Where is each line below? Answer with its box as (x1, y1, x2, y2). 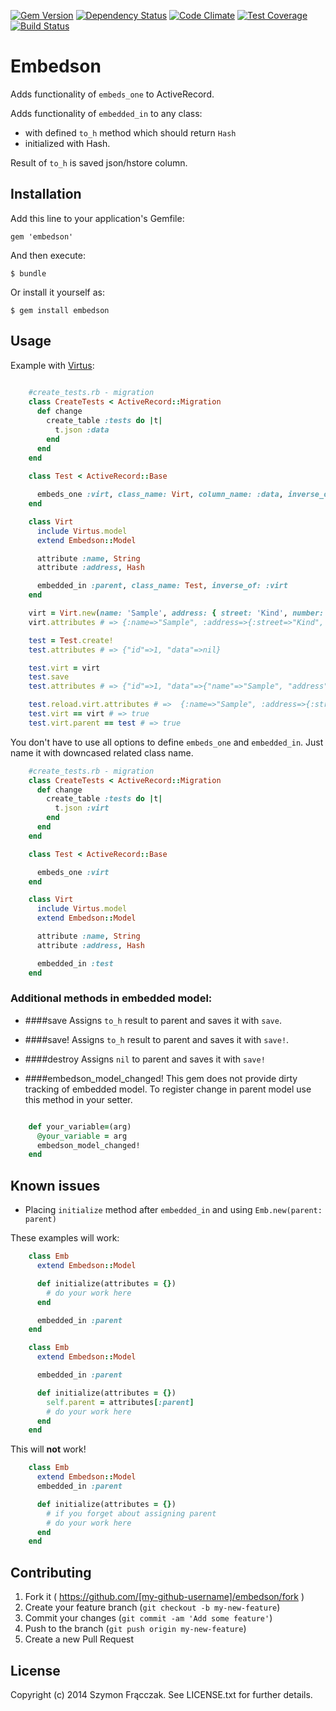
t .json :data (54, 425, 110, 435)
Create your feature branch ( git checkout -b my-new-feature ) (24, 1601, 281, 1614)
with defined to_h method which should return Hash (24, 126, 237, 139)
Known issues (10, 1177, 101, 1194)
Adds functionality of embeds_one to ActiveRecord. (10, 88, 215, 100)
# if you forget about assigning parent (46, 1508, 217, 1519)
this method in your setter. (24, 1093, 133, 1105)
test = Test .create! (28, 635, 114, 645)
